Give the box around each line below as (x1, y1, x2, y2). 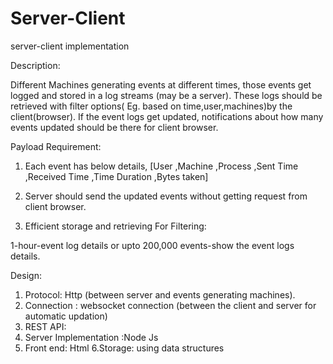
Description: (10, 59, 61, 71)
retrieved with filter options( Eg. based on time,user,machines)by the (10, 100, 293, 112)
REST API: (24, 320, 67, 332)
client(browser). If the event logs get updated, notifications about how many (10, 110, 324, 122)
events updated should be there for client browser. (10, 121, 219, 133)
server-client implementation (10, 40, 130, 52)
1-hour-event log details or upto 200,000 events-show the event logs (10, 239, 295, 251)
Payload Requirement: (10, 140, 102, 152)
